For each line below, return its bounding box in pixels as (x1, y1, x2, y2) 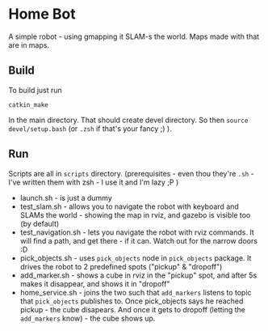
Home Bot (8, 5, 76, 23)
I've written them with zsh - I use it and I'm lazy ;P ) (8, 177, 179, 187)
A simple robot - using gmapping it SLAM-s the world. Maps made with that (8, 32, 260, 41)
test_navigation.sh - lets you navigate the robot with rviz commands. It (19, 227, 254, 237)
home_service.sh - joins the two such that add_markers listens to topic (19, 287, 252, 297)
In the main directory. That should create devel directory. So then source (8, 115, 249, 125)
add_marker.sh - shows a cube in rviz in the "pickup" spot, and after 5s (19, 270, 258, 280)
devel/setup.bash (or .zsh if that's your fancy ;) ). (8, 123, 172, 134)
